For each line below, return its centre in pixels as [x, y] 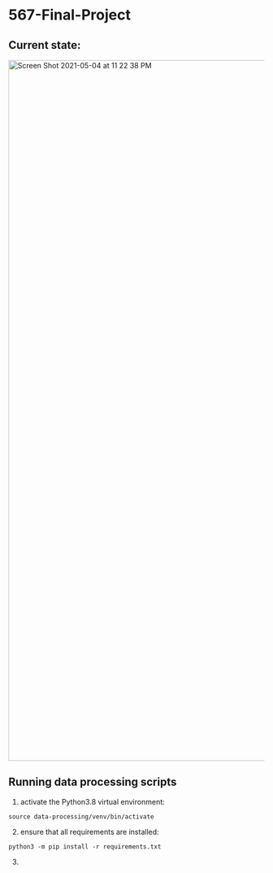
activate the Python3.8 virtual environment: [92, 801]
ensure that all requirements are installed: [90, 832]
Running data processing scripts [93, 782]
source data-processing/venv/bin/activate [81, 816]
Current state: [45, 45]
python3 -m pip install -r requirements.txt [85, 847]
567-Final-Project [70, 15]
